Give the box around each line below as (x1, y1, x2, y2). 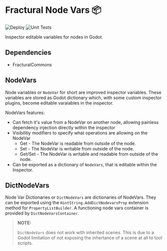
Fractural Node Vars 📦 (5, 4, 102, 16)
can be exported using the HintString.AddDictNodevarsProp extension (5, 200, 149, 206)
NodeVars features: (5, 110, 45, 116)
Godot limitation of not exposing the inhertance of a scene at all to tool (17, 235, 163, 241)
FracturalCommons (12, 61, 52, 68)
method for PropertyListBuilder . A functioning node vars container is (5, 205, 149, 211)
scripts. (17, 240, 33, 246)
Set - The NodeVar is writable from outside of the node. (19, 145, 134, 151)
